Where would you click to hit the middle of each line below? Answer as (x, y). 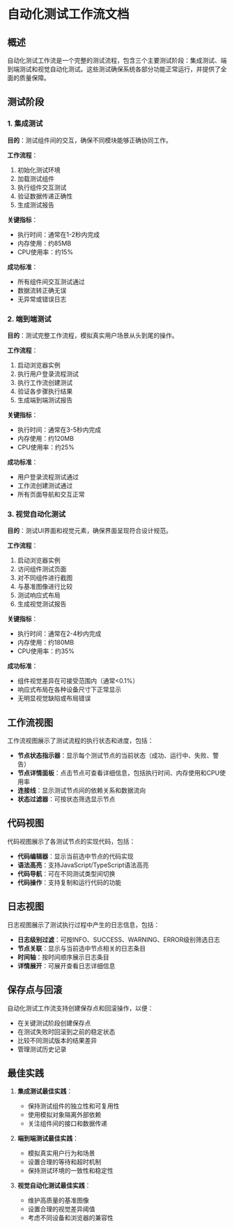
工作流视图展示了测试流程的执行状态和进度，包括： (80, 740)
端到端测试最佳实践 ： (48, 1139)
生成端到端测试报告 (45, 400)
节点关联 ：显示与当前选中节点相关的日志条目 (81, 948)
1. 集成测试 (25, 124)
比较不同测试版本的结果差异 (57, 1040)
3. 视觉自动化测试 (37, 514)
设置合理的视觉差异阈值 (61, 1209)
